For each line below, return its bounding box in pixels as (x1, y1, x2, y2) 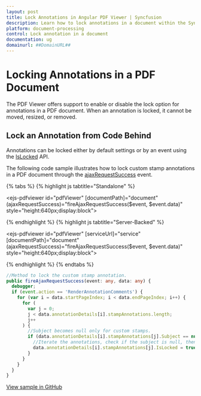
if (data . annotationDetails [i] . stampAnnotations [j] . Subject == (28, 334, 188, 340)
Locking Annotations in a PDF (6, 68, 156, 81)
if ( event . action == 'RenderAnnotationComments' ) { (11, 289, 144, 295)
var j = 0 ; (28, 306, 55, 312)
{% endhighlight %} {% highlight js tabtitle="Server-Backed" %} (6, 218, 165, 225)
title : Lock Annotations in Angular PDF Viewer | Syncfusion (6, 14, 162, 20)
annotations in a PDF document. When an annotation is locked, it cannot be (6, 107, 192, 114)
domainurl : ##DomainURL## (6, 43, 71, 49)
